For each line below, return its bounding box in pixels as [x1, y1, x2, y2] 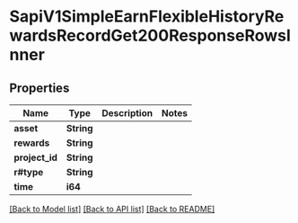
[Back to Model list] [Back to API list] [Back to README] [9, 204, 215, 214]
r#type [13, 166, 44, 178]
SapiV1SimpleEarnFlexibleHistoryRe [9, 6, 285, 27]
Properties [9, 80, 70, 95]
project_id [13, 151, 58, 164]
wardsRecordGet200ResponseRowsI [9, 25, 292, 46]
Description [101, 107, 153, 119]
